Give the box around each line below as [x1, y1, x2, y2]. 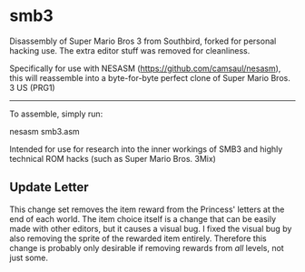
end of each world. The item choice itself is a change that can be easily [9, 213, 277, 224]
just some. [9, 252, 48, 263]
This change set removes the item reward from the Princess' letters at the [9, 204, 285, 215]
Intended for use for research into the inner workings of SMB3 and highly [9, 143, 283, 155]
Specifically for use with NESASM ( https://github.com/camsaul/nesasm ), [9, 63, 281, 74]
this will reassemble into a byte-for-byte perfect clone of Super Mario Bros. [9, 72, 290, 83]
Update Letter [9, 179, 89, 196]
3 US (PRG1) [9, 82, 56, 93]
